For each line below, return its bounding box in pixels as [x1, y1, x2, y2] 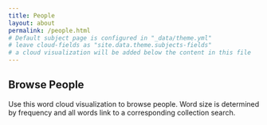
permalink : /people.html [8, 26, 91, 34]
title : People [8, 11, 56, 20]
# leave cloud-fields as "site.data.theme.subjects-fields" [8, 41, 213, 49]
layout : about [8, 19, 56, 27]
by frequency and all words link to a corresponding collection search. [8, 107, 236, 117]
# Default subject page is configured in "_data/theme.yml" [8, 33, 213, 42]
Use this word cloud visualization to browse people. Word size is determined [8, 99, 260, 108]
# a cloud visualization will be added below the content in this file [8, 49, 251, 57]
